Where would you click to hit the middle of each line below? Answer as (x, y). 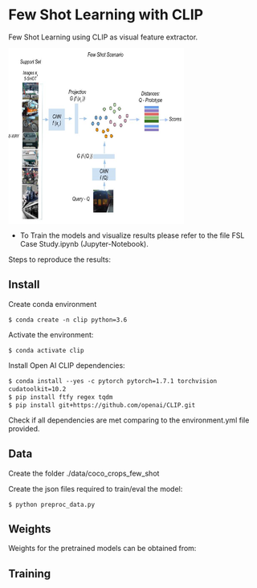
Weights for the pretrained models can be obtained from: (102, 549)
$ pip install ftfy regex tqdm (61, 397)
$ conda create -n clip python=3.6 (68, 320)
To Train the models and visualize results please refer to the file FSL (132, 235)
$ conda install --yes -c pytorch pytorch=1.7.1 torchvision (113, 381)
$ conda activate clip (46, 350)
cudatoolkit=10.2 (37, 389)
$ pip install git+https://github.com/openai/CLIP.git (102, 405)
